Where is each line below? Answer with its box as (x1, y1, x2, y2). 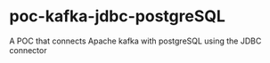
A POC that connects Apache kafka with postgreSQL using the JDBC (9, 35, 262, 46)
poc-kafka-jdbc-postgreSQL (9, 6, 225, 27)
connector (9, 44, 47, 55)
